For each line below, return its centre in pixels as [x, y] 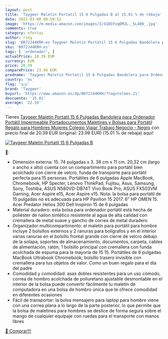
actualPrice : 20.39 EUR [30, 56]
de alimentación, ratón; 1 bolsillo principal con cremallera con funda [82, 247]
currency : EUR [20, 61]
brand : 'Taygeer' [23, 89]
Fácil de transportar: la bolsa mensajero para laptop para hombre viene [85, 300]
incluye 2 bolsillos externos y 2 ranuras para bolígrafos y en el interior [84, 231]
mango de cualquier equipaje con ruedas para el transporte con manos [85, 316]
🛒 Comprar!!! [18, 331]
